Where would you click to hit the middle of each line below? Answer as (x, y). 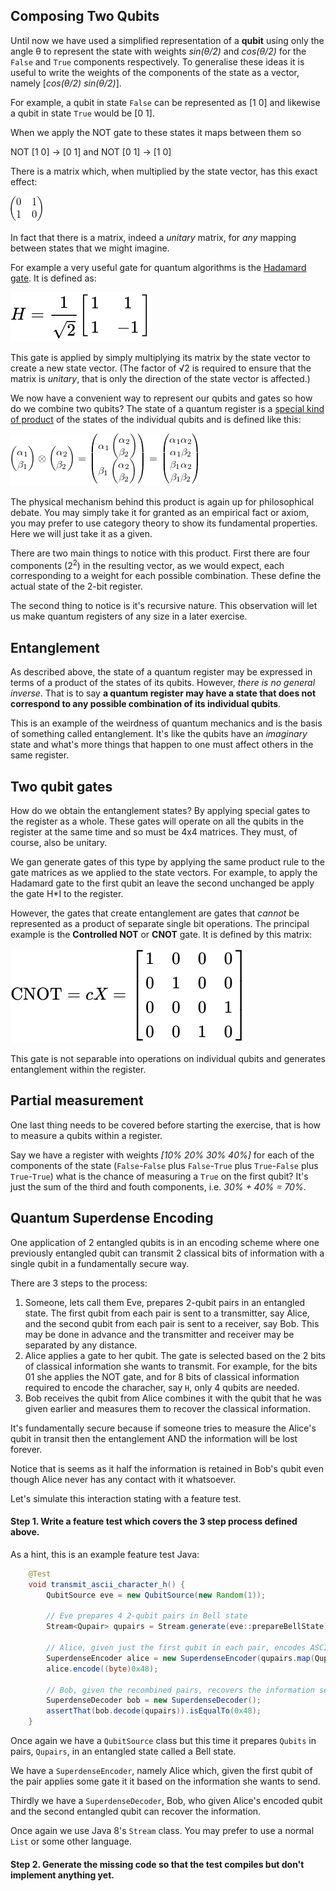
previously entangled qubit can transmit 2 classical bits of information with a (167, 1253)
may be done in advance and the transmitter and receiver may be (159, 1334)
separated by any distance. (81, 1345)
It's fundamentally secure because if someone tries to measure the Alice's (163, 1428)
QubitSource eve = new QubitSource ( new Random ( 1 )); (156, 1595)
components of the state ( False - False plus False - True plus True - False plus (164, 1165)
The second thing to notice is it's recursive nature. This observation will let (164, 606)
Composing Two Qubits (85, 16)
